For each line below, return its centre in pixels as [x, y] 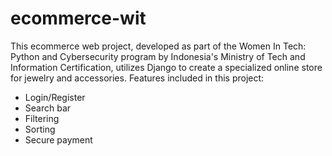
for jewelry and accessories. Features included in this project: [137, 78]
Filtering [42, 118]
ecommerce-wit [78, 18]
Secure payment [58, 139]
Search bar [48, 108]
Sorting [40, 129]
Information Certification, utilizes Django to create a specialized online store [166, 67]
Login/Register [55, 97]
